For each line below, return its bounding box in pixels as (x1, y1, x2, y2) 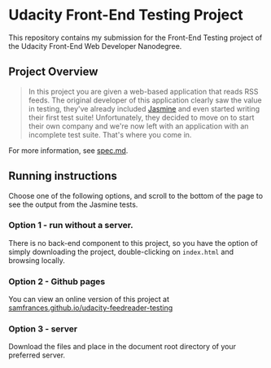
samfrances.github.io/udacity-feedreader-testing (8, 303, 173, 313)
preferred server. (8, 350, 66, 360)
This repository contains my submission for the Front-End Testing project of (8, 33, 263, 42)
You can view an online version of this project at (8, 295, 169, 304)
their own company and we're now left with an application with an (28, 120, 249, 131)
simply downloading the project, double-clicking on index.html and (8, 247, 234, 256)
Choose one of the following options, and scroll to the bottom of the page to (8, 191, 263, 200)
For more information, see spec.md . (8, 145, 129, 156)
